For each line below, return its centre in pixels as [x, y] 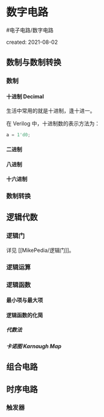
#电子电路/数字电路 [30, 30]
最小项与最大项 [25, 300]
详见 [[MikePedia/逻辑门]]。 [40, 250]
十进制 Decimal [25, 96]
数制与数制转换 [34, 63]
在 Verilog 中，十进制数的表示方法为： [53, 124]
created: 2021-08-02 [32, 42]
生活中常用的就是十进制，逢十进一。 [51, 111]
